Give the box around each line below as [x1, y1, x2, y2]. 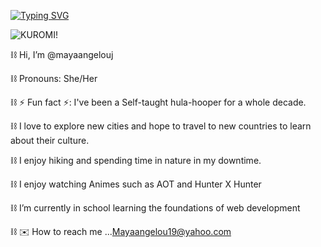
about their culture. [10, 135, 90, 146]
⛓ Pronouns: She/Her [10, 73, 98, 84]
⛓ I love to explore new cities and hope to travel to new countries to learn [10, 120, 312, 132]
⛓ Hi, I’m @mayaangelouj [10, 49, 114, 60]
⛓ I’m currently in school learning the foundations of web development [10, 202, 301, 214]
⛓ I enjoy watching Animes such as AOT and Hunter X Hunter [10, 178, 262, 190]
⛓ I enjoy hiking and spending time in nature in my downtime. [10, 155, 262, 166]
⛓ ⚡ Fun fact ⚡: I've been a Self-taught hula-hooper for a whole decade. [10, 96, 307, 108]
